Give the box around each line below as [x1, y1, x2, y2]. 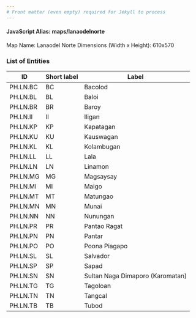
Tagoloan [84, 282, 111, 290]
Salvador [84, 252, 110, 261]
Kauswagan [84, 133, 118, 141]
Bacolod [84, 83, 108, 92]
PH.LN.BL [9, 93, 37, 102]
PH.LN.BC [9, 83, 38, 92]
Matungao [84, 192, 114, 201]
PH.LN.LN [9, 163, 38, 171]
